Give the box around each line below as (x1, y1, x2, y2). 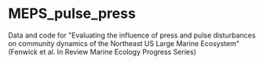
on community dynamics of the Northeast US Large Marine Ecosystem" (8, 38, 239, 48)
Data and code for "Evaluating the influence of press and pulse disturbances (8, 30, 256, 40)
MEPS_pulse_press (8, 5, 136, 23)
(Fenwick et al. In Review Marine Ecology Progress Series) (8, 47, 196, 56)
